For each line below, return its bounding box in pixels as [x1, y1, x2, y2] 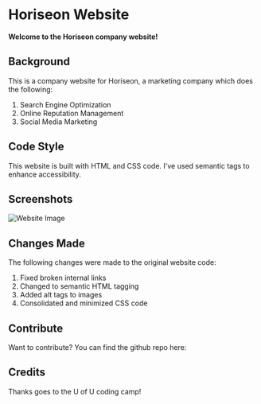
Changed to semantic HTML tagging [19, 282, 139, 291]
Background [8, 55, 70, 68]
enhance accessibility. [8, 169, 82, 179]
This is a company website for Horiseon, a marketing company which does [8, 76, 253, 85]
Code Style [8, 140, 64, 153]
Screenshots [8, 192, 73, 206]
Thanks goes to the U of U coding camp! [8, 387, 142, 396]
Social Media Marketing [19, 117, 98, 126]
